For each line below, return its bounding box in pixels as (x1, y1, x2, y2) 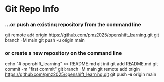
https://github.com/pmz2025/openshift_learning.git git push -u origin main (5, 71, 157, 77)
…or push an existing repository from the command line (5, 21, 141, 28)
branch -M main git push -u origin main (5, 37, 85, 43)
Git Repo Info (5, 3, 59, 15)
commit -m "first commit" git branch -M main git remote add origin (5, 66, 140, 72)
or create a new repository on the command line (5, 50, 122, 56)
